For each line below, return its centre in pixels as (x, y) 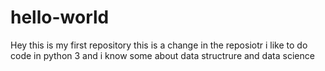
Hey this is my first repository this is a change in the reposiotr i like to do (159, 45)
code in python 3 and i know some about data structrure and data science (162, 55)
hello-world (60, 17)
